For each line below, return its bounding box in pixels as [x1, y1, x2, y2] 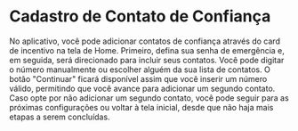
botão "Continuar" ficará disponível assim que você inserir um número [9, 73, 268, 84]
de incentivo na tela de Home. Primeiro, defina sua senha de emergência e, [9, 45, 285, 55]
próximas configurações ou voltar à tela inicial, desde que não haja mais [9, 102, 274, 112]
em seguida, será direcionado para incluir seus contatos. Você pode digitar [9, 54, 285, 65]
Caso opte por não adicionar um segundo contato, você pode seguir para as [9, 92, 289, 103]
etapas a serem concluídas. [9, 111, 110, 122]
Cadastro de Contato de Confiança [9, 6, 271, 27]
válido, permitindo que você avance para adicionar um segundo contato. [9, 83, 276, 94]
